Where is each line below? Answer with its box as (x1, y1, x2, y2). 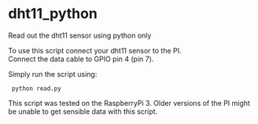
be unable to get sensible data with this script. (8, 107, 158, 116)
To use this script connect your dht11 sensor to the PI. (8, 46, 182, 55)
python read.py (11, 84, 61, 93)
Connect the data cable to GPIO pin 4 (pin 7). (8, 54, 154, 64)
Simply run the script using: (8, 69, 98, 78)
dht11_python (8, 5, 98, 23)
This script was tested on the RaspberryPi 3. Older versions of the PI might (8, 98, 250, 108)
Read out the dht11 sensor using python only (8, 31, 152, 40)
